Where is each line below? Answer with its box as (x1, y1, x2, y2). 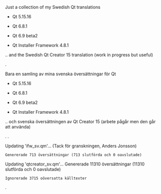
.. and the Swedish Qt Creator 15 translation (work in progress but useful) (5, 52, 154, 58)
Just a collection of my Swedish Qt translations (5, 4, 101, 10)
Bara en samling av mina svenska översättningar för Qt (5, 71, 116, 77)
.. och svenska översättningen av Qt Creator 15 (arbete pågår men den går (5, 119, 156, 125)
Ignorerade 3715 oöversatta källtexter (5, 176, 87, 181)
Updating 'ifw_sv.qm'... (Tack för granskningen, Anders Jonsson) (5, 143, 137, 149)
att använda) (5, 124, 31, 129)
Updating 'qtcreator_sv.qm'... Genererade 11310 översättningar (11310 (5, 161, 145, 167)
